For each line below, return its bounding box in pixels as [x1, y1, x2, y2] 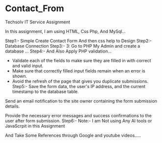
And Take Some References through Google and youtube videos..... [5, 132, 141, 138]
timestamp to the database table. [12, 89, 79, 94]
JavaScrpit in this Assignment [5, 123, 65, 129]
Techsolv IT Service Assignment [5, 19, 70, 25]
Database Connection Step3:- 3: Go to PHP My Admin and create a [5, 43, 140, 49]
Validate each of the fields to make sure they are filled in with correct [12, 57, 151, 63]
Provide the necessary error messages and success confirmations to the [5, 112, 152, 118]
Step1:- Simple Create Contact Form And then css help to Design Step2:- [5, 37, 152, 44]
